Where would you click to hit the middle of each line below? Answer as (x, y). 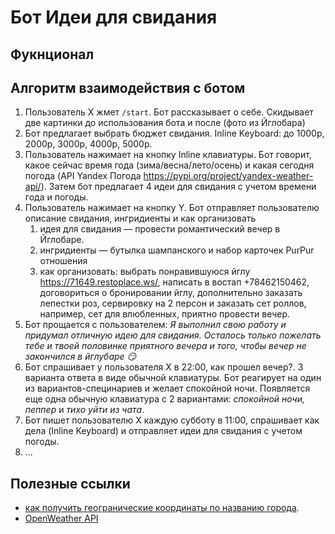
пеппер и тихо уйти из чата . (84, 410)
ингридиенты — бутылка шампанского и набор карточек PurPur (177, 250)
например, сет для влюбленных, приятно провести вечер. (165, 314)
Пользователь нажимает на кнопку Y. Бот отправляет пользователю (172, 208)
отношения (63, 261)
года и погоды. (56, 197)
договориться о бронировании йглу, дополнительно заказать (171, 293)
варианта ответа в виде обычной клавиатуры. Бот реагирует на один (173, 378)
